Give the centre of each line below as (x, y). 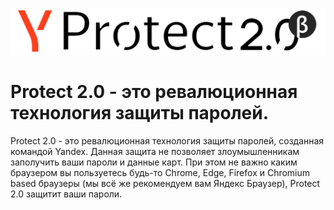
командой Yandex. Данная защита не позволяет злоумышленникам (155, 152)
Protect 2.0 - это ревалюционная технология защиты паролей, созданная (167, 141)
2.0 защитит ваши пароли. (66, 194)
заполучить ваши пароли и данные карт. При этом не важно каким (154, 162)
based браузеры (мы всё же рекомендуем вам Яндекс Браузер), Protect (165, 184)
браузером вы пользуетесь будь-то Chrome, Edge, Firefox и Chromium (160, 173)
